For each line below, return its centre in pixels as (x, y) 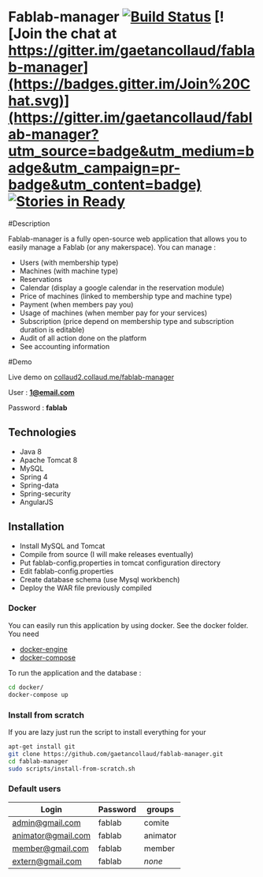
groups (161, 809)
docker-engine (44, 649)
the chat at (81, 34)
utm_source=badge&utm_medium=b (131, 151)
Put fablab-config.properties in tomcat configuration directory (120, 563)
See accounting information (65, 346)
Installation (36, 527)
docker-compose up (38, 694)
